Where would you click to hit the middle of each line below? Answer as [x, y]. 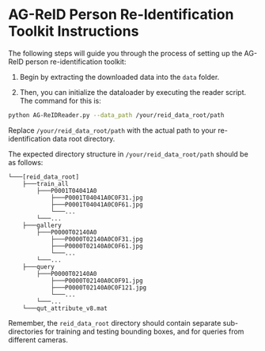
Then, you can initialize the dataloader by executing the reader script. [133, 92]
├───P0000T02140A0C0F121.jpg [98, 287]
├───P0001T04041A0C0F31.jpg [97, 198]
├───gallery [42, 225]
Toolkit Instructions [74, 31]
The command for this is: [60, 100]
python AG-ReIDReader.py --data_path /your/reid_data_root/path [116, 115]
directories [26, 331]
